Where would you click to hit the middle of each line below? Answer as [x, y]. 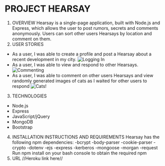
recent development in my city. [44, 59]
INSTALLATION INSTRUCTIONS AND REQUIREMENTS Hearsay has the [86, 137]
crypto [19, 147]
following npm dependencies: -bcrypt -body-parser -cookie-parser [82, 142]
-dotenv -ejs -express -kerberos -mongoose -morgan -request [92, 147]
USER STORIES [28, 44]
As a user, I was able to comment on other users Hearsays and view [82, 75]
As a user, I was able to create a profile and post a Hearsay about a [82, 54]
